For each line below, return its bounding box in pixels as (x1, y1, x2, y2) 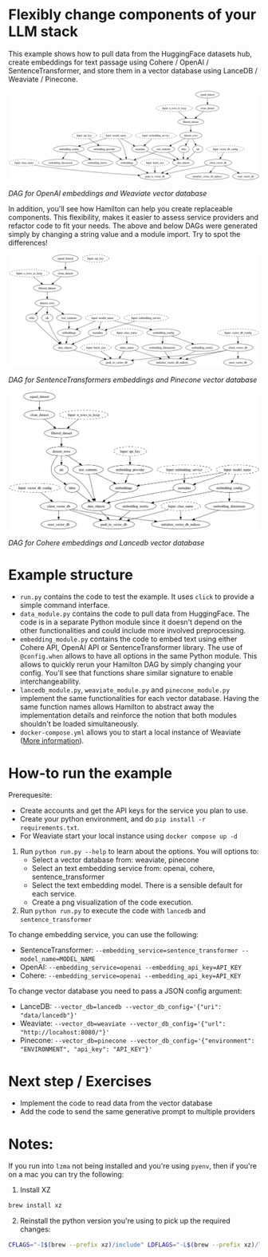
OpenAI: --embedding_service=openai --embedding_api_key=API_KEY (19, 963, 242, 972)
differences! (8, 238, 48, 248)
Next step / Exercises (8, 1072, 152, 1090)
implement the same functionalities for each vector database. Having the (19, 694, 259, 703)
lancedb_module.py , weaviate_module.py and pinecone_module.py (19, 685, 230, 695)
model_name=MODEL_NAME (19, 956, 96, 963)
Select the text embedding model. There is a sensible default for (31, 881, 243, 890)
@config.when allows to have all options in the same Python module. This (19, 652, 258, 661)
